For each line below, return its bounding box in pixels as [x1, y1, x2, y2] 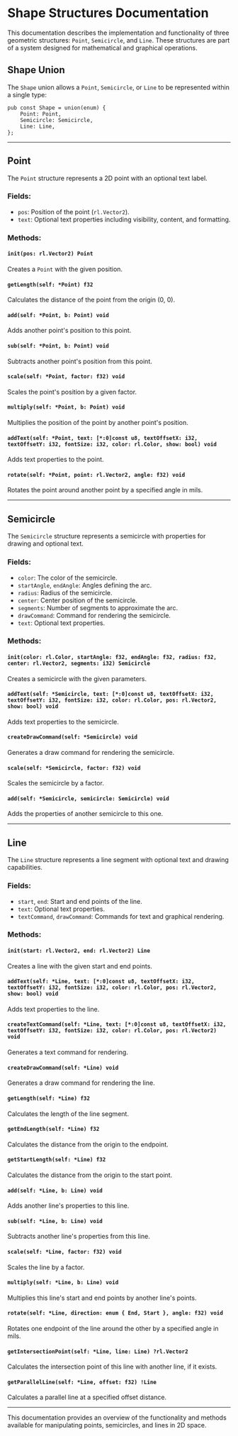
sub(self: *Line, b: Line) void [7, 1217, 103, 1225]
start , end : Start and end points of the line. [17, 897, 143, 905]
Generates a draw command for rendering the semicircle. [7, 749, 175, 757]
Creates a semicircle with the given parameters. [7, 674, 147, 683]
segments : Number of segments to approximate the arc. [17, 603, 178, 612]
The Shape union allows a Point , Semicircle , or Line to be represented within [7, 83, 230, 92]
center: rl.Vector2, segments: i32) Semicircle [7, 660, 151, 668]
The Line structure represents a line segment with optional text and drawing [7, 856, 229, 864]
